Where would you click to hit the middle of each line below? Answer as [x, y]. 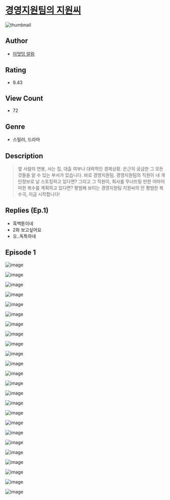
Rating [16, 70]
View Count [24, 98]
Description [24, 156]
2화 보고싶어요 [27, 230]
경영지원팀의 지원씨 [43, 10]
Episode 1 [21, 253]
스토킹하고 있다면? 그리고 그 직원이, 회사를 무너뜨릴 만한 [96, 182]
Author [16, 41]
